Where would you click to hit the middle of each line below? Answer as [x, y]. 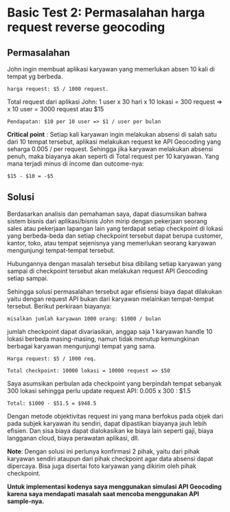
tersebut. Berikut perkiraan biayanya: [59, 306]
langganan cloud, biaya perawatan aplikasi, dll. [73, 438]
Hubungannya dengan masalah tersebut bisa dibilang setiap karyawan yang [114, 263]
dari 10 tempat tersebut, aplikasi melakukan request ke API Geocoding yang [114, 142]
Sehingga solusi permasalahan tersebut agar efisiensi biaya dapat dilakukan [115, 291]
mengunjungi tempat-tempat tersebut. [61, 250]
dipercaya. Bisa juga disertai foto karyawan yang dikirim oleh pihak [102, 466]
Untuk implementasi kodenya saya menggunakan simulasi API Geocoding [114, 487]
